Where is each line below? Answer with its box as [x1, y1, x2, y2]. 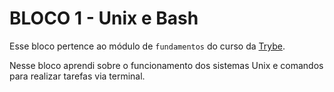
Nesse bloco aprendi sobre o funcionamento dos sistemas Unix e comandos [9, 59, 324, 71]
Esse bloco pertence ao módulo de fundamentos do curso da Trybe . [9, 40, 286, 52]
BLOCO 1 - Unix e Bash [9, 7, 199, 30]
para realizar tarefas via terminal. [9, 70, 146, 82]
